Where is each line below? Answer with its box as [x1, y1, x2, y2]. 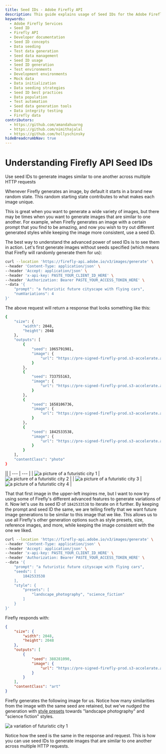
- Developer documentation [9, 35, 65, 40]
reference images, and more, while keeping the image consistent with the [5, 522, 155, 528]
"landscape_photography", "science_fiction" [31, 592, 125, 597]
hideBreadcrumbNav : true [5, 136, 56, 141]
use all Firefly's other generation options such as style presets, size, [5, 517, 144, 523]
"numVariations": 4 [14, 291, 54, 297]
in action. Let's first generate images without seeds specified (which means [5, 244, 160, 250]
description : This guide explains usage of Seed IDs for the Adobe [5, 12, 147, 17]
